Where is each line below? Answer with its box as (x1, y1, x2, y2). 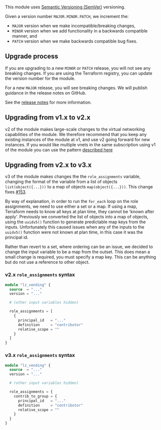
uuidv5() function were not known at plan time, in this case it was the (5, 230, 143, 235)
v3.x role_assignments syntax (5, 352, 75, 359)
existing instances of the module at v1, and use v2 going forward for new (5, 137, 150, 142)
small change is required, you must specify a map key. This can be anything (5, 254, 156, 260)
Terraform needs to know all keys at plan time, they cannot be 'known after (5, 209, 155, 215)
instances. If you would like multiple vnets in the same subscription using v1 (5, 141, 156, 147)
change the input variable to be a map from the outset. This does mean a (5, 249, 150, 255)
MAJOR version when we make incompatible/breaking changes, (12, 23, 136, 29)
